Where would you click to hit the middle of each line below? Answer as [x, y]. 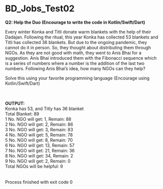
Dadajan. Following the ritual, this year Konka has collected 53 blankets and [82, 37]
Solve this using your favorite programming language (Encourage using [77, 78]
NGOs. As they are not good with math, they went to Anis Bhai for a [73, 53]
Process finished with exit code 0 [39, 182]
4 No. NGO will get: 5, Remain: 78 [39, 135]
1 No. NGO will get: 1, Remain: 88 [38, 119]
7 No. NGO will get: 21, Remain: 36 [40, 151]
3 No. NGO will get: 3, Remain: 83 [39, 129]
